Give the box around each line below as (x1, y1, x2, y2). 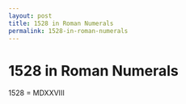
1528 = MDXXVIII (8, 88, 65, 98)
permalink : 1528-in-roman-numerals (8, 27, 129, 35)
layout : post (8, 11, 53, 20)
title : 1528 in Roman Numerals (8, 19, 114, 27)
